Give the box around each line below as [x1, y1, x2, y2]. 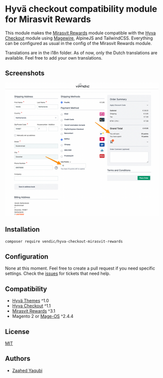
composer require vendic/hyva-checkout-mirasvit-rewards [5, 239, 123, 244]
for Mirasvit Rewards [5, 14, 91, 25]
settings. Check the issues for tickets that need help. [5, 271, 110, 276]
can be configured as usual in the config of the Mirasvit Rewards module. [5, 40, 152, 46]
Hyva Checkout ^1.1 [12, 303, 51, 309]
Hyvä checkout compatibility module [5, 3, 157, 15]
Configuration [5, 252, 49, 261]
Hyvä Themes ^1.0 [12, 298, 49, 304]
